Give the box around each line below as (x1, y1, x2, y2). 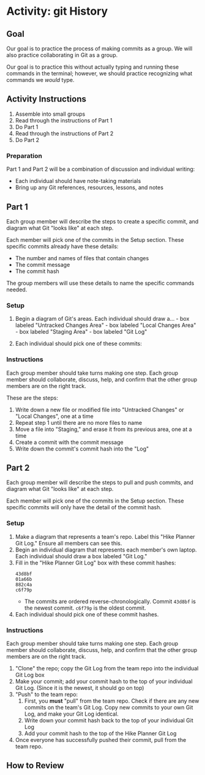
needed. (6, 286, 28, 293)
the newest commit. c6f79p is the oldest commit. (24, 604, 146, 612)
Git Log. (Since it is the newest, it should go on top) (15, 684, 144, 691)
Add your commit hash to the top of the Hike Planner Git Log (24, 730, 177, 737)
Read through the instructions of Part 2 (15, 130, 114, 137)
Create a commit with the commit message (15, 438, 124, 446)
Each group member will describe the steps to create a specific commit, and (6, 217, 199, 225)
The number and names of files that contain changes (15, 254, 149, 261)
